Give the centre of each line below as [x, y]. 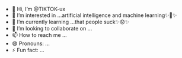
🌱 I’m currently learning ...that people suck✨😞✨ [71, 22]
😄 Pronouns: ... [31, 43]
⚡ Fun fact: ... [28, 50]
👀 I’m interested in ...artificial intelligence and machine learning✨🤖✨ [94, 15]
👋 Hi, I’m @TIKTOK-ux [39, 9]
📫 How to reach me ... [39, 35]
